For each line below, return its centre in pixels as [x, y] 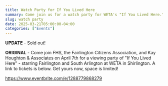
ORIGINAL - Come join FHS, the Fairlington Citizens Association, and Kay [80, 53]
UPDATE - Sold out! [25, 43]
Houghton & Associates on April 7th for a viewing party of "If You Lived [78, 58]
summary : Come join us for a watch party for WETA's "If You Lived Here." [85, 15]
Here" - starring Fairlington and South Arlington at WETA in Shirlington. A [80, 63]
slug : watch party [24, 19]
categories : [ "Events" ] [30, 29]
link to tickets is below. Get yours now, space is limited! [62, 69]
